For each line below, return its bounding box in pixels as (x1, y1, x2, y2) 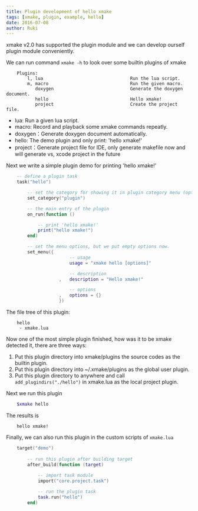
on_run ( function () (27, 211, 75, 217)
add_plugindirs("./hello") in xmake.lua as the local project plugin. (14, 379, 179, 385)
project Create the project (35, 102, 178, 108)
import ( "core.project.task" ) (37, 478, 110, 484)
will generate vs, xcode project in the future (14, 151, 121, 158)
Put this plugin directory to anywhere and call (14, 372, 125, 379)
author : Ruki (6, 25, 38, 31)
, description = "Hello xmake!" (58, 276, 144, 282)
